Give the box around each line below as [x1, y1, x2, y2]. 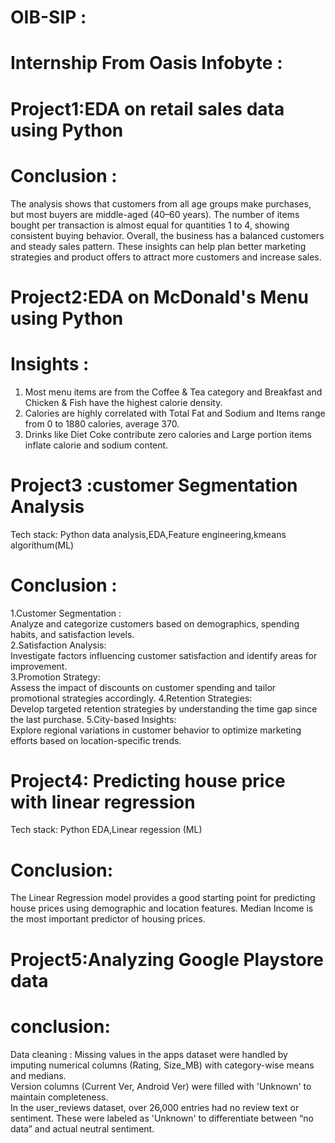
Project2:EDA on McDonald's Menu [10, 286, 309, 308]
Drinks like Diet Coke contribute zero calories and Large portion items [24, 428, 312, 440]
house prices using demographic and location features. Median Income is [10, 902, 314, 915]
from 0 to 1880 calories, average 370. [24, 417, 180, 430]
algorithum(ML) [10, 539, 75, 551]
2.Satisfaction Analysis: [10, 639, 107, 651]
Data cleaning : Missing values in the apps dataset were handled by [10, 1048, 288, 1060]
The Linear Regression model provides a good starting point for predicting [10, 892, 316, 904]
